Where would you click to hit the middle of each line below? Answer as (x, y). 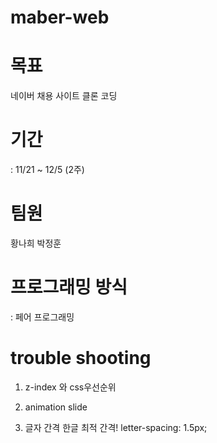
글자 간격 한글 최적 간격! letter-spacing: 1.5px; (116, 427)
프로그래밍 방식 (69, 287)
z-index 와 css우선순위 (70, 387)
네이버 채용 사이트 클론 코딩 (64, 96)
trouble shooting (81, 358)
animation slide (56, 407)
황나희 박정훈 (36, 243)
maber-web (60, 17)
